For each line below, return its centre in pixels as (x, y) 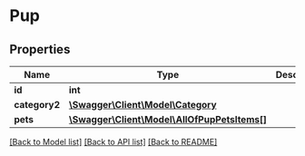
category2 (37, 105)
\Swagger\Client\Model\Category (143, 105)
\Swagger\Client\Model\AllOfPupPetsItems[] (168, 119)
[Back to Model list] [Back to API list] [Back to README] (113, 142)
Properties (40, 49)
